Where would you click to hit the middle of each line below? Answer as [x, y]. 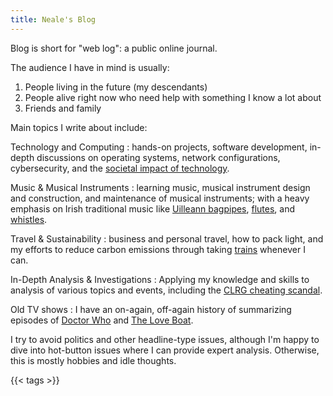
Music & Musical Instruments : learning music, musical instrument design [160, 187]
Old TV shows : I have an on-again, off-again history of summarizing [151, 309]
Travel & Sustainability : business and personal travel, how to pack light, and [167, 238]
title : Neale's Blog [53, 19]
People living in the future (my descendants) [116, 87]
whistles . [29, 219]
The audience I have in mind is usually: [90, 67]
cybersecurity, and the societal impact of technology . [120, 168]
